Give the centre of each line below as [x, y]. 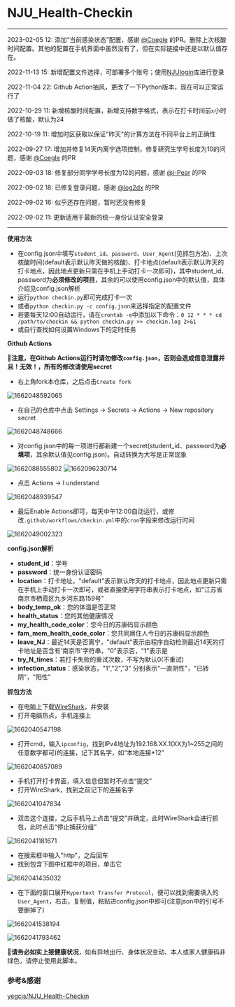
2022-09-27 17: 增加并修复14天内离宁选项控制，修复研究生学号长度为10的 [114, 149]
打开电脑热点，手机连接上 [54, 715]
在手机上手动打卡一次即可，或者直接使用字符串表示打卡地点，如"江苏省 [120, 590]
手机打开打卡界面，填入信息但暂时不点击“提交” [85, 780]
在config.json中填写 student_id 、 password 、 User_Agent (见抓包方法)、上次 [122, 253]
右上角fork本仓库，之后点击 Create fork [74, 381]
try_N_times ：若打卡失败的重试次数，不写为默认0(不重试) [100, 659]
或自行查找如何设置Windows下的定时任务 [77, 329]
